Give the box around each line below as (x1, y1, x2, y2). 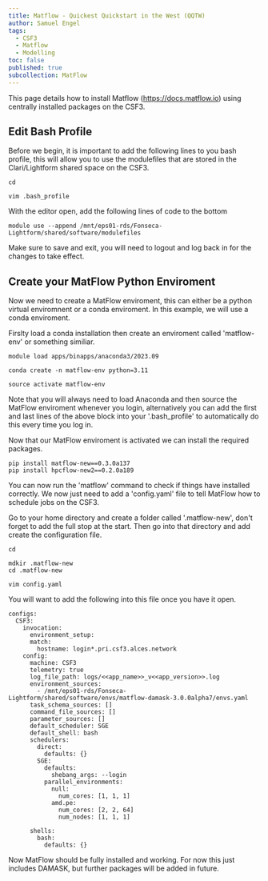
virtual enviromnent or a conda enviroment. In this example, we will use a (8, 305, 249, 314)
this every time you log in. (8, 420, 94, 430)
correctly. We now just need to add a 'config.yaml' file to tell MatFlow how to (8, 489, 261, 499)
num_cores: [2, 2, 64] (58, 806, 134, 815)
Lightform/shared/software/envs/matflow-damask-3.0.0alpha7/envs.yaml (8, 694, 249, 703)
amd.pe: (50, 799, 78, 807)
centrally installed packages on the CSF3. (8, 102, 146, 111)
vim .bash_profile (8, 193, 70, 201)
